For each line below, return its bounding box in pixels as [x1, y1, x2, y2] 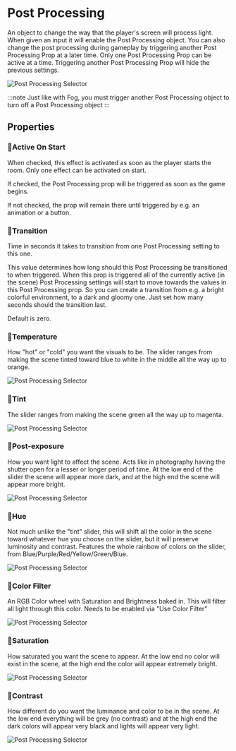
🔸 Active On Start [7, 143, 66, 152]
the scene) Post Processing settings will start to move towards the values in [7, 277, 227, 287]
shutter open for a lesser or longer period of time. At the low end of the [7, 464, 213, 474]
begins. [7, 187, 30, 196]
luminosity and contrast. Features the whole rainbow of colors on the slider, [7, 542, 227, 551]
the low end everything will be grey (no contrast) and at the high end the [7, 714, 218, 723]
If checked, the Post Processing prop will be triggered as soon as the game [7, 179, 225, 188]
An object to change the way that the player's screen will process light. [7, 28, 213, 37]
